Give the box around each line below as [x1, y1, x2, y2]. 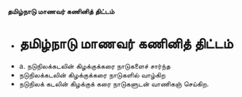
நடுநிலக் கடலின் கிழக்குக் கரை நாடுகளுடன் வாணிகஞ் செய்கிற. [18, 79, 209, 88]
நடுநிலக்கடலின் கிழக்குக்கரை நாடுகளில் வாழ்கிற [18, 70, 166, 80]
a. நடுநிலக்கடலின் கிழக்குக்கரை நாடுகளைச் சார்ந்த [18, 61, 171, 70]
